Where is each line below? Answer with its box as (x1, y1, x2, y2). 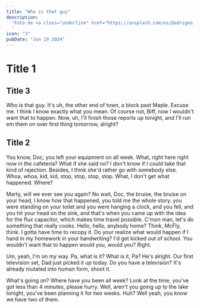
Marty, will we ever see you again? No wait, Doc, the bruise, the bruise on (6, 190, 186, 197)
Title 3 (6, 86, 31, 96)
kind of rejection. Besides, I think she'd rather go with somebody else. (6, 166, 177, 173)
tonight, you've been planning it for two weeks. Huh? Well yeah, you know (6, 290, 187, 297)
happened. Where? (6, 179, 54, 186)
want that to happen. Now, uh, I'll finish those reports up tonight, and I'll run (6, 114, 191, 121)
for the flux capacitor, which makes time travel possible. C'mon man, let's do (6, 216, 194, 223)
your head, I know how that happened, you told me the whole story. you (6, 197, 183, 204)
